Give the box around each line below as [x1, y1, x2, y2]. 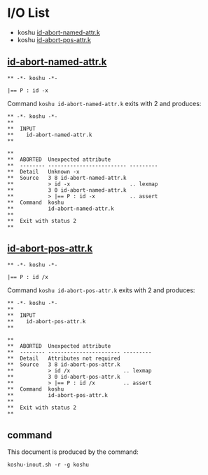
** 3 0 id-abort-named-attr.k [7, 186, 127, 194]
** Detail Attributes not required [7, 355, 120, 362]
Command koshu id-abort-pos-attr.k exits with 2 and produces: [7, 286, 195, 294]
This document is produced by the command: [7, 448, 139, 456]
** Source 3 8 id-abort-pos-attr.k [7, 360, 120, 368]
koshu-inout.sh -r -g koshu [7, 462, 90, 469]
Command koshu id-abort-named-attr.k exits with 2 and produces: [7, 99, 202, 108]
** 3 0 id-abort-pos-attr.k [7, 373, 120, 380]
